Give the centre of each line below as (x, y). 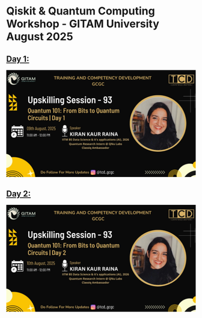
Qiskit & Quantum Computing (81, 11)
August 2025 (40, 37)
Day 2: (19, 194)
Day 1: (18, 59)
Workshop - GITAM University (83, 24)
